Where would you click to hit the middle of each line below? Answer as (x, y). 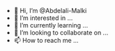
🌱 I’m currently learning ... (51, 25)
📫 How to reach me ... (46, 40)
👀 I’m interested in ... (43, 18)
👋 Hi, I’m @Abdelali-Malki (50, 11)
